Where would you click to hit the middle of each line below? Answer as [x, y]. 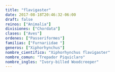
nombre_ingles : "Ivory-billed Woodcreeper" [52, 62]
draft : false [19, 19]
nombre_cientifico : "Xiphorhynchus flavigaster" [58, 52]
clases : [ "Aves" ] [24, 33]
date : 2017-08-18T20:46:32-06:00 [41, 15]
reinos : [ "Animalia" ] [28, 24]
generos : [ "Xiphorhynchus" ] [35, 48]
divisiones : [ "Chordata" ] [33, 29]
